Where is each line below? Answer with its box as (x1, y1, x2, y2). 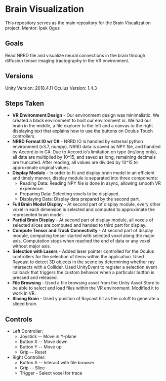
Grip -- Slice (19, 365, 45, 371)
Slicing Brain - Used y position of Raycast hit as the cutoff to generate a (12, 296, 160, 302)
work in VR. (12, 290, 36, 296)
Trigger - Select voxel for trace (19, 370, 83, 376)
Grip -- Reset (19, 349, 47, 355)
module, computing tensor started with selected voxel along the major (12, 233, 155, 239)
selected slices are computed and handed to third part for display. (12, 222, 147, 228)
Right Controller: (12, 354, 46, 360)
